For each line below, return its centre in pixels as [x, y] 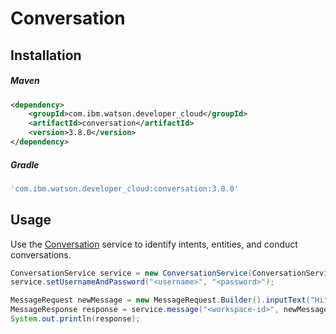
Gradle [25, 164]
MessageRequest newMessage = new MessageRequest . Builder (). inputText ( [160, 300]
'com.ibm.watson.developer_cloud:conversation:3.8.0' [125, 188]
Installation [46, 55]
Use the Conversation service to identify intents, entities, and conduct [154, 244]
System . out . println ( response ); [75, 319]
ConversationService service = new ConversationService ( [131, 273]
